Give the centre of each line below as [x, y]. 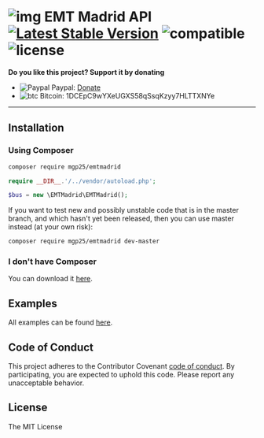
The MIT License [35, 426]
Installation [36, 128]
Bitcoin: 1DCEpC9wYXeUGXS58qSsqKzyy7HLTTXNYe [127, 95]
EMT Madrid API [98, 17]
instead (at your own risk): [50, 227]
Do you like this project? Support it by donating [86, 72]
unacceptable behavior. [46, 383]
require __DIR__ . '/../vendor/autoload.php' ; [82, 181]
